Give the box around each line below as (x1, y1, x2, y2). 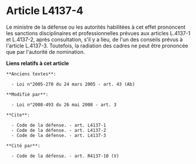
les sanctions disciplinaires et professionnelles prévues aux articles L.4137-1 (6, 29, 191, 36)
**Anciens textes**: (6, 71, 57, 77)
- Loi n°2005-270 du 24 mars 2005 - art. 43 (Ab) (11, 81, 135, 87)
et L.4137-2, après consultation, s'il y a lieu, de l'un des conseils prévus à (6, 36, 183, 43)
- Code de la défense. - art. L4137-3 (11, 132, 107, 138)
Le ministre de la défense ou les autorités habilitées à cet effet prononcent (6, 23, 186, 30)
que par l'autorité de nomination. (6, 48, 85, 55)
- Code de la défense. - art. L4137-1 (11, 122, 107, 128)
